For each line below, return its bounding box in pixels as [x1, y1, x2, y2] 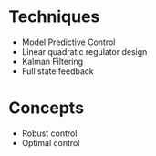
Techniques [8, 6, 100, 27]
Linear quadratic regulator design [21, 46, 148, 57]
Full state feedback [21, 66, 94, 77]
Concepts [8, 98, 84, 119]
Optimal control [21, 137, 80, 148]
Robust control [21, 128, 78, 139]
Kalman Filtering [21, 56, 84, 67]
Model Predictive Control [21, 36, 116, 47]
